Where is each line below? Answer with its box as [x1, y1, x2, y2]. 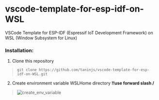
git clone [16, 67, 37, 72]
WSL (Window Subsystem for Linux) [5, 35, 78, 41]
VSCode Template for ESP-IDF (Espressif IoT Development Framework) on [5, 30, 154, 35]
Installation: [5, 47, 34, 54]
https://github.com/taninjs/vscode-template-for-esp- [38, 67, 150, 72]
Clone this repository [12, 58, 54, 64]
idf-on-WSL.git [16, 72, 48, 77]
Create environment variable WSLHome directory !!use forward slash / [12, 80, 154, 86]
